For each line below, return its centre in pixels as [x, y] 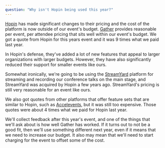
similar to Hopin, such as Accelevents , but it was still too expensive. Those [81, 104]
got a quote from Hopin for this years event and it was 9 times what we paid [82, 39]
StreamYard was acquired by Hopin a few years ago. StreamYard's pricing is [82, 85]
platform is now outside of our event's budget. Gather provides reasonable [81, 29]
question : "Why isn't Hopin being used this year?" [59, 10]
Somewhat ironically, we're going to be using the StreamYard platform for [79, 74]
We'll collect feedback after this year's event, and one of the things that [78, 119]
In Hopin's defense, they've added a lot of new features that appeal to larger [82, 54]
